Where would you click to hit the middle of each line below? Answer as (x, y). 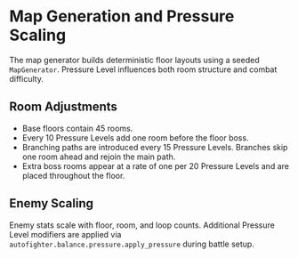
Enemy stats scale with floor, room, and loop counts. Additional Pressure (142, 225)
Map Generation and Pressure (122, 16)
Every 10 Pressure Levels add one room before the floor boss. (135, 137)
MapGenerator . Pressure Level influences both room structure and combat (143, 69)
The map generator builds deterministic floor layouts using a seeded (134, 60)
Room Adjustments (64, 107)
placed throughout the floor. (73, 175)
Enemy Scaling (51, 203)
